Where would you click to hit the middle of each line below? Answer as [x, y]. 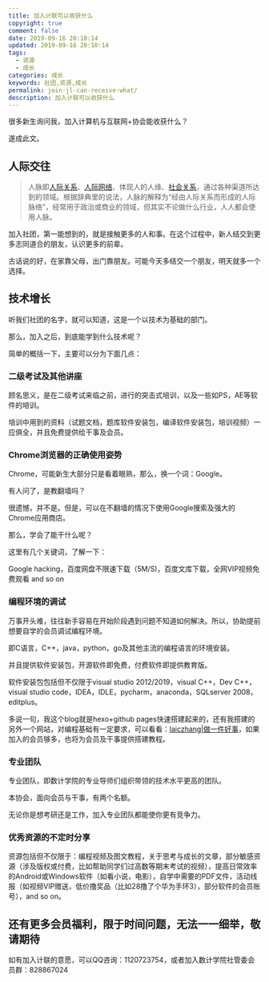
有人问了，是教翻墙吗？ [47, 491]
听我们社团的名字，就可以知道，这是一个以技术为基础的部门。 [110, 319]
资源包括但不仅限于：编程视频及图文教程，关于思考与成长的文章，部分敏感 [131, 856]
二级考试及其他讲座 [45, 376]
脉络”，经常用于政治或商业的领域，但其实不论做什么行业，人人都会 [138, 207]
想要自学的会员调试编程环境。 [57, 630]
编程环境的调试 [37, 602]
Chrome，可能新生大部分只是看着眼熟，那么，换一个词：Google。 [117, 474]
